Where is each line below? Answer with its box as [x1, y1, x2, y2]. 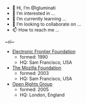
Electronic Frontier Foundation [12, 48, 76, 55]
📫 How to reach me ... [12, 27, 60, 33]
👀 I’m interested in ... [12, 10, 55, 16]
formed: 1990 [19, 54, 48, 60]
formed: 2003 [19, 70, 49, 76]
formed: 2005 [19, 87, 49, 92]
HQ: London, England [19, 92, 65, 98]
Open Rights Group [12, 81, 53, 87]
